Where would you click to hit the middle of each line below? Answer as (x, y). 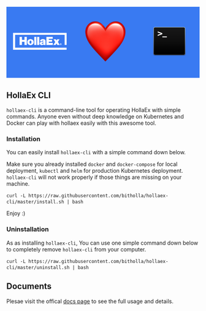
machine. (18, 184)
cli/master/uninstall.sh (38, 267)
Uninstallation (28, 229)
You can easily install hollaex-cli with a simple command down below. (96, 152)
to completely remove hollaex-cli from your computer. (76, 249)
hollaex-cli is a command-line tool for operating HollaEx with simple (93, 110)
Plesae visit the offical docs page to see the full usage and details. (90, 301)
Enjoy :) (16, 213)
